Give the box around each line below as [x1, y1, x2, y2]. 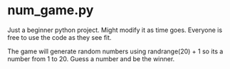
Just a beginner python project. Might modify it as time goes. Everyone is [7, 26, 223, 34]
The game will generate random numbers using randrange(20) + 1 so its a [7, 47, 224, 55]
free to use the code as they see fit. [7, 33, 112, 41]
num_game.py [7, 2, 94, 18]
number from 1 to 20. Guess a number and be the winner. [7, 54, 175, 63]
